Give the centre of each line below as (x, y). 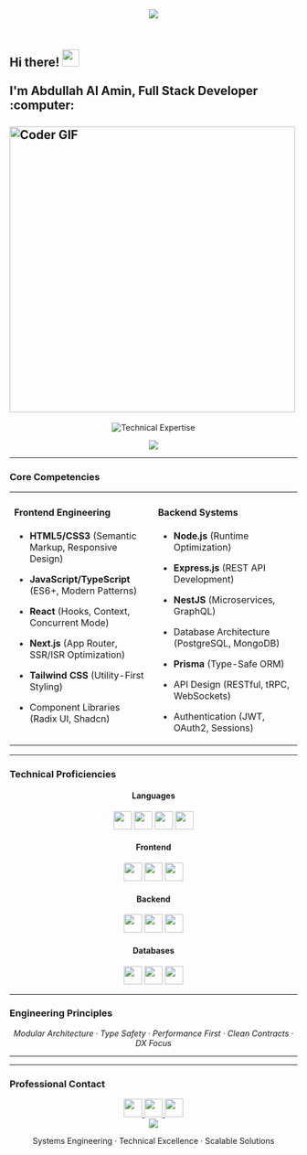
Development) (204, 579)
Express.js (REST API (220, 568)
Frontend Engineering (63, 512)
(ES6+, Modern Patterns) (84, 591)
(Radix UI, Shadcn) (70, 719)
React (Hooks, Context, (80, 611)
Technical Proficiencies (63, 774)
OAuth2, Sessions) (213, 728)
